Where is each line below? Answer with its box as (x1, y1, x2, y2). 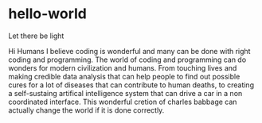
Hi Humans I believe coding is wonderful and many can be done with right (8, 46, 251, 56)
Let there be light (8, 31, 65, 40)
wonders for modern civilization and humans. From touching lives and (8, 63, 237, 72)
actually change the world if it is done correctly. (8, 105, 165, 115)
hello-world (8, 5, 88, 23)
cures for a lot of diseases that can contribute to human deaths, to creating (8, 80, 255, 90)
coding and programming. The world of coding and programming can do (8, 55, 247, 64)
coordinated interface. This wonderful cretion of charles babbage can (8, 97, 237, 106)
